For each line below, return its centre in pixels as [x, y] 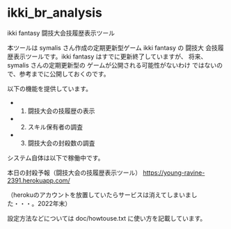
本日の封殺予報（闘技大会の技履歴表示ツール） [74, 173]
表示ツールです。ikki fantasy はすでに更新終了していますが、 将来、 [110, 56]
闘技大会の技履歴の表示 [61, 111]
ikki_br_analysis [55, 13]
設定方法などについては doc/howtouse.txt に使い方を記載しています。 [107, 218]
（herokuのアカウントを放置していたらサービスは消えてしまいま [99, 195]
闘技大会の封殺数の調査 [61, 143]
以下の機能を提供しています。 [50, 88]
